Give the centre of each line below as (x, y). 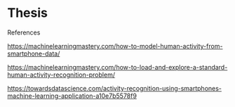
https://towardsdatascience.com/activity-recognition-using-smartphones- (115, 88)
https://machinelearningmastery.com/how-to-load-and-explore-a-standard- (117, 67)
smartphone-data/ (34, 53)
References (24, 32)
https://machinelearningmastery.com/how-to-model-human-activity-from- (115, 46)
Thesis (27, 13)
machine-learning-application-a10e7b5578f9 (72, 96)
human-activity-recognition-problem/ (61, 75)
